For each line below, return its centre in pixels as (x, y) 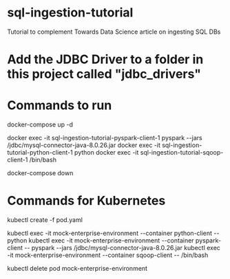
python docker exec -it (107, 153)
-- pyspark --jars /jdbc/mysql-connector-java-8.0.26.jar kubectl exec (122, 248)
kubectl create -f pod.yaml (45, 220)
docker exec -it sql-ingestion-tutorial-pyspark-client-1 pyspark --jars (105, 138)
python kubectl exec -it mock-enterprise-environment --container (101, 241)
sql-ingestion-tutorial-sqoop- (182, 153)
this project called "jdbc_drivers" (104, 74)
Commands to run (60, 105)
